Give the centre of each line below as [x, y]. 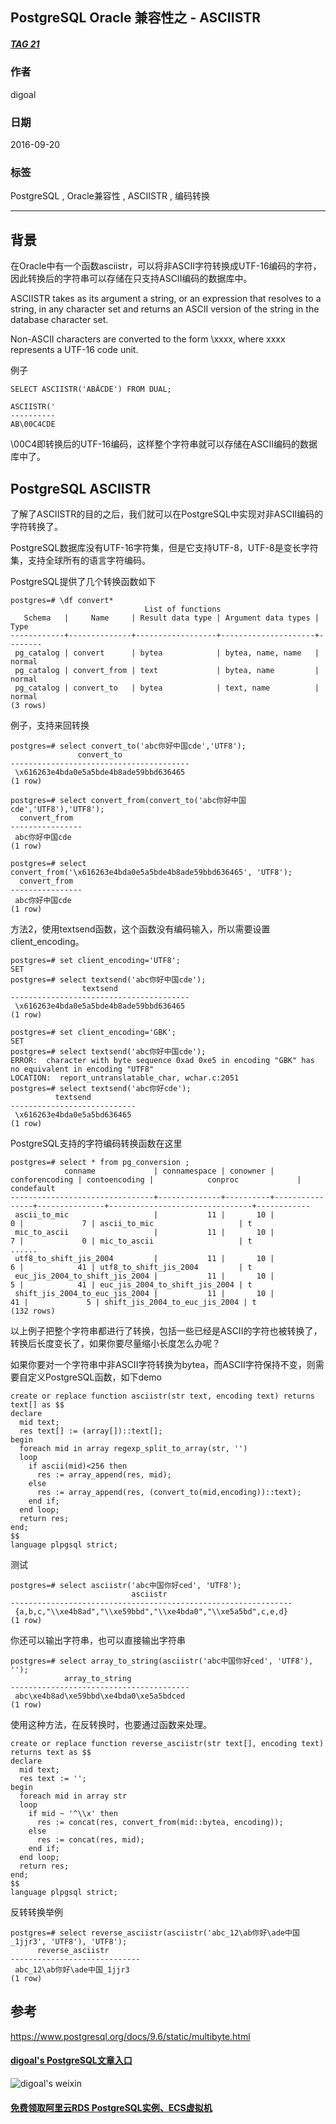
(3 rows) [28, 705]
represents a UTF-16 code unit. [74, 350]
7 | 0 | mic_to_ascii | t [131, 1241]
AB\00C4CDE [33, 424]
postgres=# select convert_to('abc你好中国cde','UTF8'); [128, 746]
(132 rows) [33, 1311]
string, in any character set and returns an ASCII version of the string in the [165, 309]
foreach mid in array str [73, 1796]
